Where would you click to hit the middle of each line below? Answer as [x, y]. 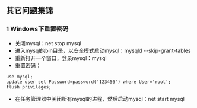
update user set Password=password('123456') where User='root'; [88, 82]
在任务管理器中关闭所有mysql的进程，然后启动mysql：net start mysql [100, 99]
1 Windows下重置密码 [37, 29]
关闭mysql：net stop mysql [48, 43]
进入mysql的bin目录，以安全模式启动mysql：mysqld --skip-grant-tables [103, 50]
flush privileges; [29, 87]
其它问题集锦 [30, 11]
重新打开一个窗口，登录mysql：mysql [61, 58]
